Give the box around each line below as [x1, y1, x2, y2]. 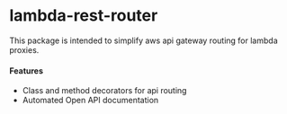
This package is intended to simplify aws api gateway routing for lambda [9, 35, 278, 46]
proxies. [9, 44, 40, 55]
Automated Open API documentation [22, 95, 159, 106]
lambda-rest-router [9, 5, 158, 26]
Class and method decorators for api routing [22, 85, 187, 96]
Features [9, 65, 43, 76]
